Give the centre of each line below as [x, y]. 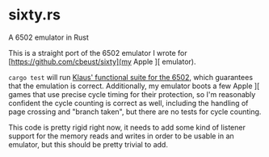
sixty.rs [34, 15]
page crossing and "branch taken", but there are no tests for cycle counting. [135, 112]
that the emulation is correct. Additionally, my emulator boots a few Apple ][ [134, 86]
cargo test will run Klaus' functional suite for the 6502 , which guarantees [130, 77]
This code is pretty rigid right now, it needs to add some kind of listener [127, 127]
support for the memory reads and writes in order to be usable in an [121, 136]
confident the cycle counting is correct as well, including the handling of [128, 103]
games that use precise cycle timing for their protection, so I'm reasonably [132, 94]
